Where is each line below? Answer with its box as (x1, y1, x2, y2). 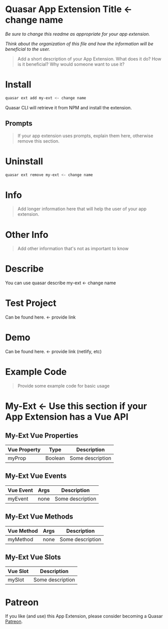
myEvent (8, 495, 29, 502)
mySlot (8, 576, 24, 583)
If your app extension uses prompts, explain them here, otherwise (17, 133, 153, 139)
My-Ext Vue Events (5, 472, 67, 480)
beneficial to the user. (5, 46, 50, 52)
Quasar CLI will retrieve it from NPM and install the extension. (5, 104, 132, 110)
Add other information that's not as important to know (17, 245, 129, 251)
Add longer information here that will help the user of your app (17, 206, 147, 212)
